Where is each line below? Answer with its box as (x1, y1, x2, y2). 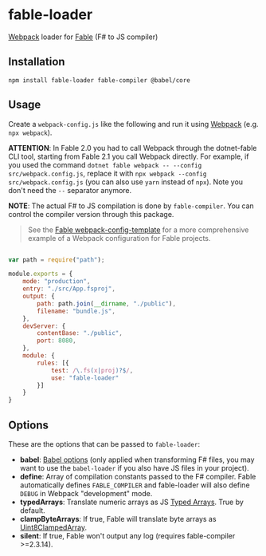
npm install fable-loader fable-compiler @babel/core (8, 76, 191, 85)
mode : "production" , (22, 278, 91, 286)
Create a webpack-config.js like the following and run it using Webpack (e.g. (8, 119, 259, 128)
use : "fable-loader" (50, 373, 119, 382)
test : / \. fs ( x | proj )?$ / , (50, 366, 134, 374)
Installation (8, 55, 65, 69)
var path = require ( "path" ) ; (8, 255, 105, 264)
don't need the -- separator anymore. (8, 185, 132, 195)
